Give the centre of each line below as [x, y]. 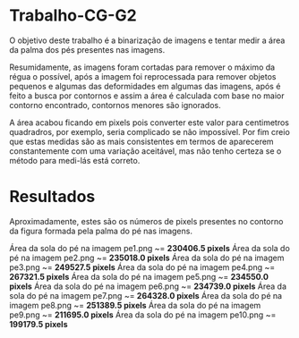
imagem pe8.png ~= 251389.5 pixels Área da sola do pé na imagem [135, 305]
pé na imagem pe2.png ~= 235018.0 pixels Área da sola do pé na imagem [147, 258]
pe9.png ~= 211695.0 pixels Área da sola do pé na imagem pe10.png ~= [143, 315]
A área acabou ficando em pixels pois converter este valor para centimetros [149, 123]
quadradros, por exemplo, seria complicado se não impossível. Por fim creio [150, 131]
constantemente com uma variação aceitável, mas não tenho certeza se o [145, 151]
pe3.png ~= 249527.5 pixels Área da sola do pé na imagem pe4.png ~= [142, 267]
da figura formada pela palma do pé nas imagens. [101, 231]
